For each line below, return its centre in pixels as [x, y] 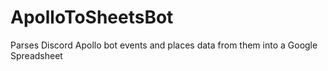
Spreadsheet [36, 55]
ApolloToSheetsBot [92, 17]
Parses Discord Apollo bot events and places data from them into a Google [164, 45]
